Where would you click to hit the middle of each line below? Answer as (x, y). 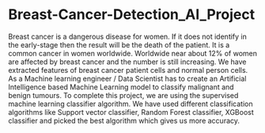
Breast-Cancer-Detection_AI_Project (132, 15)
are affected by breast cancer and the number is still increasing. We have (127, 62)
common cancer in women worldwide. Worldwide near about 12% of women (133, 53)
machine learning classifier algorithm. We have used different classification (131, 104)
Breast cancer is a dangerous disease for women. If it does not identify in (127, 36)
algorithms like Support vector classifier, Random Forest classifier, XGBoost (131, 112)
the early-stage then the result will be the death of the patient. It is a (119, 44)
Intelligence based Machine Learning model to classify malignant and (121, 87)
